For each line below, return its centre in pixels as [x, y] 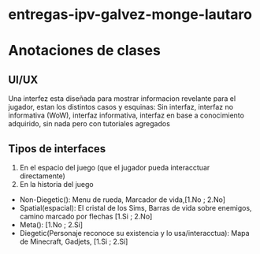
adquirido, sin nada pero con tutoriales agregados [89, 124]
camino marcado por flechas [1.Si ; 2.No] [86, 216]
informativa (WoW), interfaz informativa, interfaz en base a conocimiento [126, 115]
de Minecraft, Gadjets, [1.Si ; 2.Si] [74, 241]
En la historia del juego [56, 184]
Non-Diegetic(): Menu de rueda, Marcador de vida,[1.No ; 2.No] [123, 200]
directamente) [42, 176]
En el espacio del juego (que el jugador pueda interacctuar [115, 168]
